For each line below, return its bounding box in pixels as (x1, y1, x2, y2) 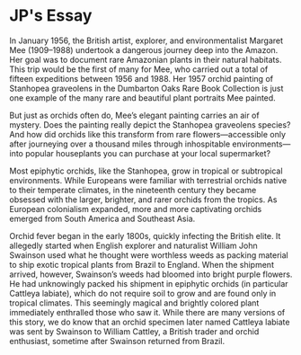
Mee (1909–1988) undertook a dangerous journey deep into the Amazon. (9, 44, 279, 55)
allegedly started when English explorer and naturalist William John (9, 240, 258, 251)
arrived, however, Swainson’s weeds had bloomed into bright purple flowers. (9, 269, 293, 280)
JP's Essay (9, 5, 93, 26)
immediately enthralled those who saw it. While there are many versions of (9, 306, 286, 317)
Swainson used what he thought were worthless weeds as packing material (9, 249, 289, 261)
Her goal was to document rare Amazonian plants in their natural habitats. (9, 54, 282, 65)
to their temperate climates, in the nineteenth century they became (9, 184, 257, 195)
